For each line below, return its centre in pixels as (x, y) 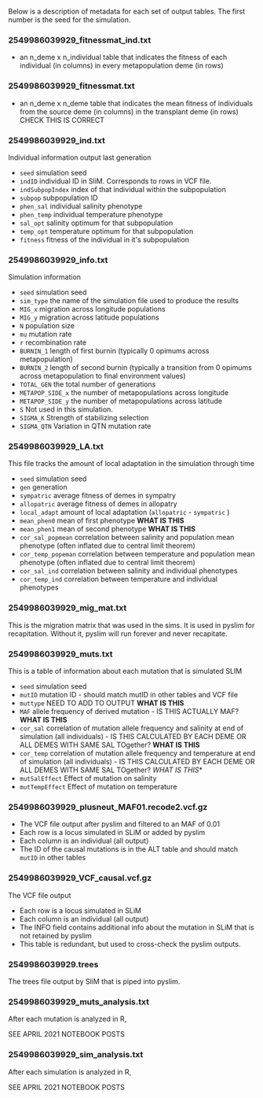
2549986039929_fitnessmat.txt (71, 86)
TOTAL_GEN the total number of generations (88, 384)
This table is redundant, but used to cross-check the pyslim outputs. (130, 944)
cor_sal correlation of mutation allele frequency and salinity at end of (131, 728)
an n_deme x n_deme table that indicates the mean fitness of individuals (136, 103)
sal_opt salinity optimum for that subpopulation (96, 223)
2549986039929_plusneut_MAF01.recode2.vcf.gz (108, 807)
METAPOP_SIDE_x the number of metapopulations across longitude (124, 393)
